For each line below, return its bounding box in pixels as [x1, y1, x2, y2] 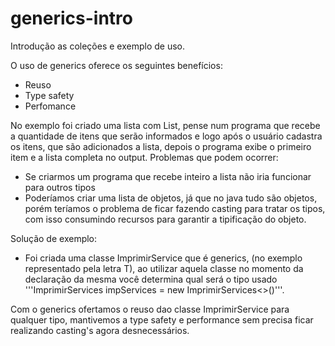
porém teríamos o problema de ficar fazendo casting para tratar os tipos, [24, 202, 326, 214]
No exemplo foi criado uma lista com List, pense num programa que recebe [10, 119, 321, 131]
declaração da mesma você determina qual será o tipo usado [24, 273, 278, 285]
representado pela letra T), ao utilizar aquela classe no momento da [24, 262, 304, 274]
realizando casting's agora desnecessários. [10, 324, 190, 336]
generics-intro [10, 7, 134, 30]
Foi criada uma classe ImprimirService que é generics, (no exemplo [24, 252, 303, 264]
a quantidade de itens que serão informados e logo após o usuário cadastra [10, 130, 323, 142]
